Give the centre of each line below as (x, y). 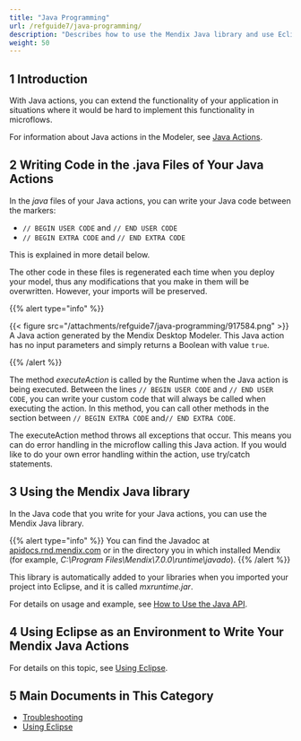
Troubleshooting (52, 718)
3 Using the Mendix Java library (100, 492)
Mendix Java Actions (69, 646)
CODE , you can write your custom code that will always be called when (138, 398)
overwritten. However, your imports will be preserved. (108, 291)
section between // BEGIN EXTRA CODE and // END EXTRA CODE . (122, 417)
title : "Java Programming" (60, 17)
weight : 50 (30, 43)
